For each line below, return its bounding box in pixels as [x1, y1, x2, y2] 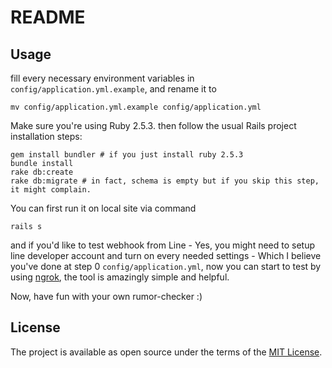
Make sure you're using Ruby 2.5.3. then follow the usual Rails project [10, 120, 297, 131]
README [10, 6, 86, 29]
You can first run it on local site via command [10, 202, 197, 214]
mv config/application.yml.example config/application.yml [10, 102, 262, 112]
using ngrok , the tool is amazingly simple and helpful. [10, 271, 230, 283]
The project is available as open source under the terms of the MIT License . [10, 346, 323, 358]
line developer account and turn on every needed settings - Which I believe [10, 250, 322, 261]
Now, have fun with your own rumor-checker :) [10, 291, 203, 302]
